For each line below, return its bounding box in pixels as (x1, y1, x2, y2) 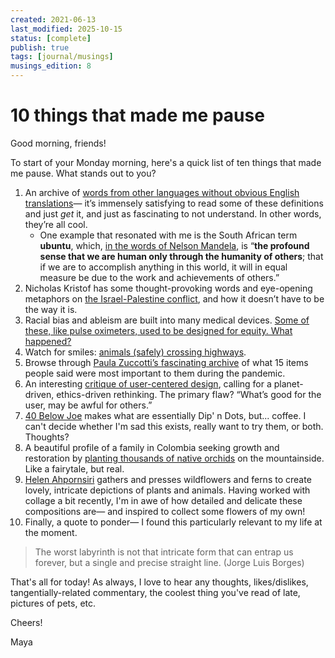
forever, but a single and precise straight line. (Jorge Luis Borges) (34, 556, 305, 568)
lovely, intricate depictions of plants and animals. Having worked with (24, 484, 311, 496)
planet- (273, 377, 304, 390)
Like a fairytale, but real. (24, 462, 125, 475)
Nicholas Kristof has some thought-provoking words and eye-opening (24, 282, 313, 294)
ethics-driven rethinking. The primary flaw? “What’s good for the (56, 388, 322, 400)
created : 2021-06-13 (10, 14, 97, 25)
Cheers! (10, 616, 43, 628)
